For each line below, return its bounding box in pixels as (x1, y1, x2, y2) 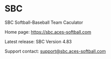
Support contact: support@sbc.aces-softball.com (4, 48, 106, 54)
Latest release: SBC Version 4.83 (4, 38, 72, 45)
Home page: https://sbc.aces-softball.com (4, 29, 91, 35)
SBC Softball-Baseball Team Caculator (4, 19, 83, 25)
